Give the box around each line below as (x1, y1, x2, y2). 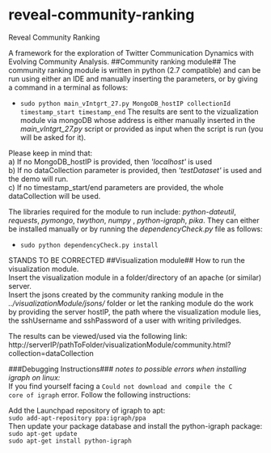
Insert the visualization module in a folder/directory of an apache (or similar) (8, 273, 262, 282)
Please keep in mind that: (8, 148, 93, 158)
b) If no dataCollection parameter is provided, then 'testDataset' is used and (8, 165, 262, 175)
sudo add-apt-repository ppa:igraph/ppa (8, 414, 147, 422)
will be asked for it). (19, 132, 87, 142)
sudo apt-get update (8, 430, 78, 438)
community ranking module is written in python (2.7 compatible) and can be (8, 65, 261, 74)
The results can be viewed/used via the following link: (8, 331, 188, 341)
